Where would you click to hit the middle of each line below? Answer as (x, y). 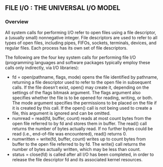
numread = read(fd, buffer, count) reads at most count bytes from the (82, 118)
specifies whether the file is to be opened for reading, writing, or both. (82, 98)
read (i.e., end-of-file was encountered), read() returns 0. (70, 134)
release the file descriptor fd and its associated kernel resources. (77, 159)
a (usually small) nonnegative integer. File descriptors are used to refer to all (81, 37)
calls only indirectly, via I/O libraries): (42, 67)
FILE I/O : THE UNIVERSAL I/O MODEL (63, 8)
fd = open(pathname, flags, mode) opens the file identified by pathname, (85, 77)
